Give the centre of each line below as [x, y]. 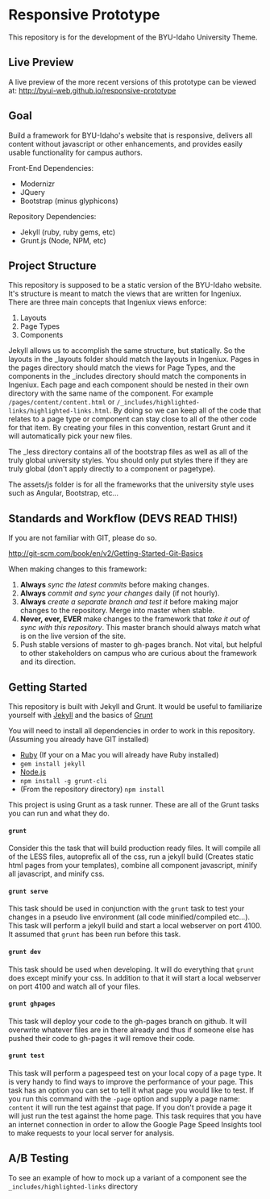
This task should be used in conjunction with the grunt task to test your [127, 909]
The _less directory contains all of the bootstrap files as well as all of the [128, 452]
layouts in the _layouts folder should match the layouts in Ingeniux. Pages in [134, 359]
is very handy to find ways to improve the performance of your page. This [131, 1082]
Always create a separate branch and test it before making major [129, 602]
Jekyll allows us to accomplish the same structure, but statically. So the [127, 351]
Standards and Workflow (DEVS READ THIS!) [123, 519]
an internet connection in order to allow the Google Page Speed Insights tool [135, 1125]
